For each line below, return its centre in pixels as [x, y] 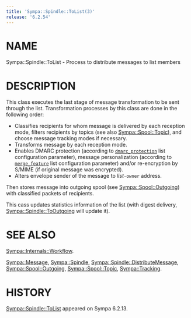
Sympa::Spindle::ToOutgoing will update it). [58, 211]
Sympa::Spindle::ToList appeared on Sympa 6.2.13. [67, 309]
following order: [25, 114]
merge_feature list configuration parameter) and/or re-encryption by [96, 163]
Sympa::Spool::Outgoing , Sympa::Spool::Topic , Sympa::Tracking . [84, 269]
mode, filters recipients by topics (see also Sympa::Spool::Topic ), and [98, 132]
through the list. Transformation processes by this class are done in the [92, 109]
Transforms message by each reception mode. [71, 145]
